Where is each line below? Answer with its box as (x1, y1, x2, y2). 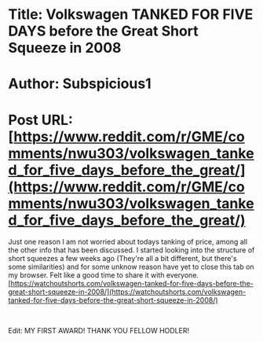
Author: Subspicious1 (8, 75, 152, 93)
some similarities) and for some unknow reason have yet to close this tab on (8, 262, 254, 272)
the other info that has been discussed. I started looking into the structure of (8, 245, 255, 255)
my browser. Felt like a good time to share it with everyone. (8, 270, 199, 280)
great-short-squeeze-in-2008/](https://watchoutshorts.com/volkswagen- (8, 287, 247, 296)
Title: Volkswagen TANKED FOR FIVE (8, 6, 254, 24)
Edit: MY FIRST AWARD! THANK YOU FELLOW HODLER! (8, 326, 190, 336)
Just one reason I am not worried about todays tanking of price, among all (8, 237, 248, 247)
